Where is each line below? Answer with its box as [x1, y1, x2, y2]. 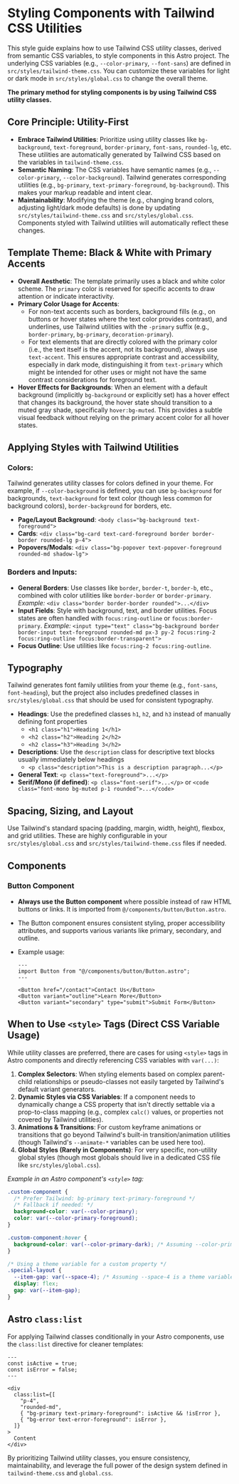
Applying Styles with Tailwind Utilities [7, 441, 179, 454]
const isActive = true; [7, 1360, 78, 1367]
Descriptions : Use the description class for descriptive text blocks [17, 747, 215, 757]
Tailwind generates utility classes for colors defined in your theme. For [7, 479, 214, 488]
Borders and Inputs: [7, 567, 78, 577]
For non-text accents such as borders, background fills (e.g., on [28, 307, 216, 315]
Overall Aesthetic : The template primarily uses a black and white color [17, 277, 225, 285]
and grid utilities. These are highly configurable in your [7, 831, 168, 840]
